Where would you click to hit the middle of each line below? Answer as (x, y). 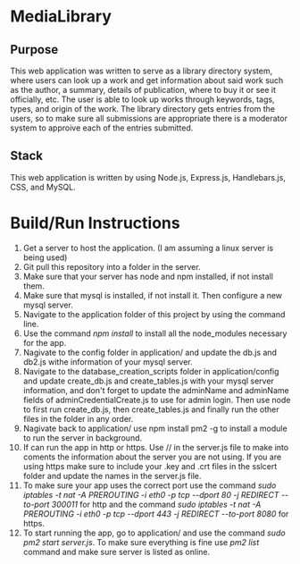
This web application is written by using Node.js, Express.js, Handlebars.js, (148, 177)
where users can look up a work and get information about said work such (147, 80)
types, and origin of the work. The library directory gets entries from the (143, 109)
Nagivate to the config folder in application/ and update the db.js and (150, 352)
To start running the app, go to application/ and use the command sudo (154, 533)
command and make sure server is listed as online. (117, 551)
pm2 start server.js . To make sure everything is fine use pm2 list (141, 542)
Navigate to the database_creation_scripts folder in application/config (151, 371)
